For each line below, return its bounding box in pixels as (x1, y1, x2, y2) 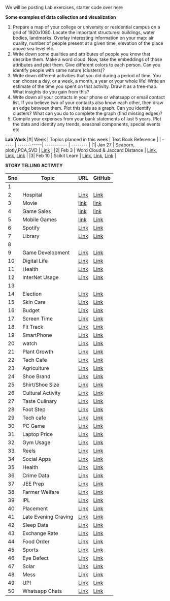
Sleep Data (22, 522, 49, 528)
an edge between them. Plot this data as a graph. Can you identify (12, 105, 151, 111)
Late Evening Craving (22, 513, 74, 520)
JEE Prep (22, 480, 45, 487)
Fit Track (22, 324, 44, 330)
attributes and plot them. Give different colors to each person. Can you (12, 62, 161, 68)
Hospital (22, 192, 43, 198)
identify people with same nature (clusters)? (12, 67, 105, 73)
